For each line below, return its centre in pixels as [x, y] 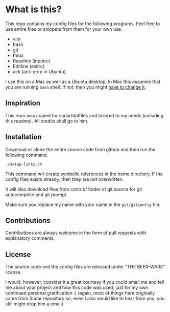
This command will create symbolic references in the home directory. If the [84, 174]
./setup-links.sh [24, 164]
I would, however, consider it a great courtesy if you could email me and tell [85, 282]
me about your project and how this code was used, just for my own [77, 287]
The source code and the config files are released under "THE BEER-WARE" [85, 267]
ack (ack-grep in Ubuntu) [39, 71]
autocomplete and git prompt [36, 194]
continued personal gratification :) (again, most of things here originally [80, 293]
